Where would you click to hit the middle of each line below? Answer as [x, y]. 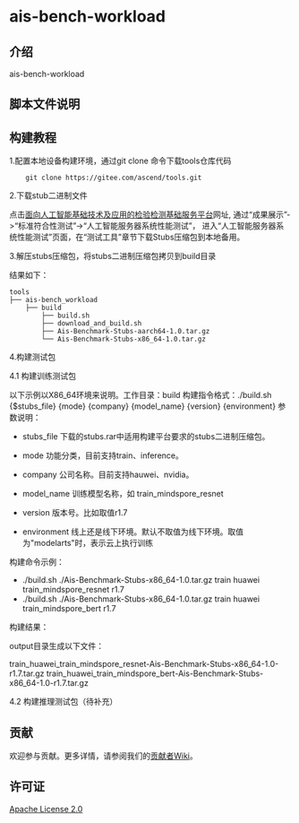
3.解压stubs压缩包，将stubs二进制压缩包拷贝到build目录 [113, 256]
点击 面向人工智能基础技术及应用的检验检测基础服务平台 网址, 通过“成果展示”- [150, 215]
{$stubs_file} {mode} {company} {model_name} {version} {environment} [142, 406]
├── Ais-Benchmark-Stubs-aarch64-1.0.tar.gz [126, 332]
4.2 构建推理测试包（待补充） [64, 702]
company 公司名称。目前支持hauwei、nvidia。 [108, 475]
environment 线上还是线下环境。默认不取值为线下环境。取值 [133, 532]
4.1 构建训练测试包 [43, 376]
